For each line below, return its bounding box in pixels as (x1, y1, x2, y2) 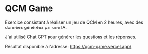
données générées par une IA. (5, 24, 67, 30)
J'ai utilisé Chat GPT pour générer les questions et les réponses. (5, 34, 137, 40)
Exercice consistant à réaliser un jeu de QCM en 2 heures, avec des (5, 19, 144, 25)
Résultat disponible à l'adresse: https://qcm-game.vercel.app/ (5, 43, 132, 49)
